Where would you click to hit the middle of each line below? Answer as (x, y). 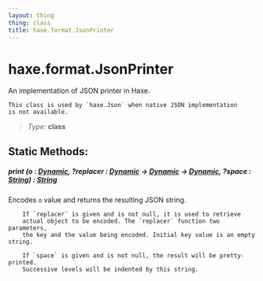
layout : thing (31, 15)
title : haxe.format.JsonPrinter (61, 30)
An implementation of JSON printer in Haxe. (79, 91)
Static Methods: (48, 152)
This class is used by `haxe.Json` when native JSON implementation (123, 105)
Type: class (46, 127)
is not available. (38, 112)
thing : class (30, 23)
